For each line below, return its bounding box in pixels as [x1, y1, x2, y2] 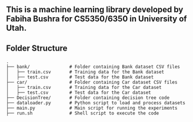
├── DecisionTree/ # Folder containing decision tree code [6, 95, 169, 101]
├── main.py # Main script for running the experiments [6, 105, 178, 111]
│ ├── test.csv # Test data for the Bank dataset [6, 74, 154, 80]
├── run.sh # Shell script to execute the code [6, 110, 159, 117]
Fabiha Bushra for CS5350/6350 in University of [6, 14, 187, 24]
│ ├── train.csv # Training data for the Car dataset [6, 85, 162, 91]
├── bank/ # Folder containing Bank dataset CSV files [6, 64, 181, 70]
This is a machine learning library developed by [6, 5, 184, 15]
